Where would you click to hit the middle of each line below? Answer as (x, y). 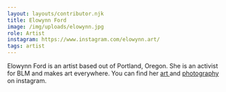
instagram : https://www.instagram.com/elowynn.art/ (83, 40)
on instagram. (27, 80)
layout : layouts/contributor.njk (56, 14)
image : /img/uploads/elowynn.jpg (56, 26)
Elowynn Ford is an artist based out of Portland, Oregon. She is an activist (113, 66)
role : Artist (26, 33)
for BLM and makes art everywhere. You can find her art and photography (113, 73)
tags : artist (26, 46)
